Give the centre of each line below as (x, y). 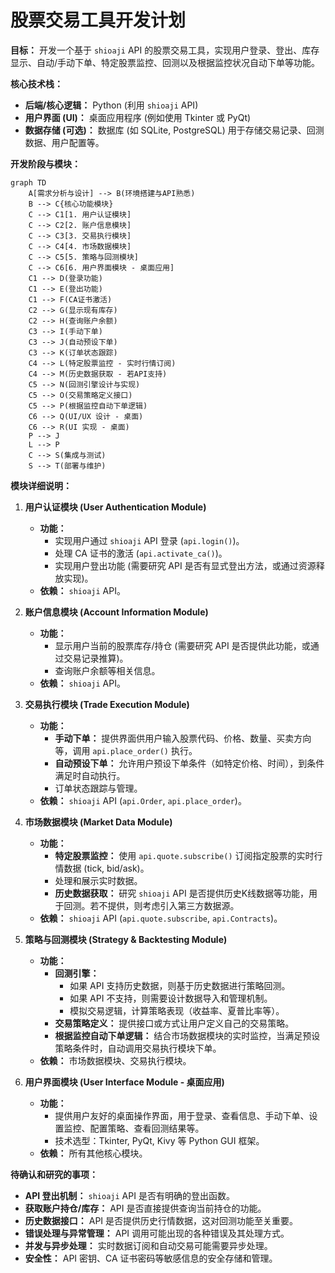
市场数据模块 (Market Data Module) (98, 822)
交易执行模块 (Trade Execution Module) (107, 704)
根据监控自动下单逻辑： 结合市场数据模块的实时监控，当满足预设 (187, 1035)
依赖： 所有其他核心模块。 (93, 1153)
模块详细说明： (41, 485)
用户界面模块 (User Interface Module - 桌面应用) (124, 1082)
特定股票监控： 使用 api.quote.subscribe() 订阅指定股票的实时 (184, 855)
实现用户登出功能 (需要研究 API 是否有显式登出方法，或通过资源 (185, 565)
